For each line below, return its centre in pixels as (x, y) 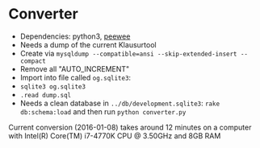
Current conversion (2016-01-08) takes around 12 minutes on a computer (130, 127)
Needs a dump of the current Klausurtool (88, 44)
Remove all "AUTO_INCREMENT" (75, 68)
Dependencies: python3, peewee (75, 36)
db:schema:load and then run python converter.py (103, 111)
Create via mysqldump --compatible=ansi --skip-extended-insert (128, 53)
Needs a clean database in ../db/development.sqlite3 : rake (120, 103)
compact (33, 61)
